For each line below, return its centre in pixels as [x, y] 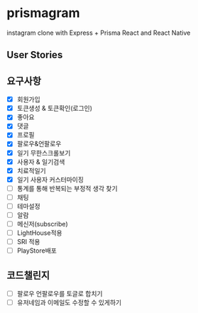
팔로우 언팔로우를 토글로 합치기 [60, 294]
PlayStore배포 [37, 251]
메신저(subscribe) [42, 224]
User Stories [35, 55]
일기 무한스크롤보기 [44, 153]
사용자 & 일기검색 [41, 162]
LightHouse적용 [39, 233]
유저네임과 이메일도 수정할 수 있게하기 [69, 302]
